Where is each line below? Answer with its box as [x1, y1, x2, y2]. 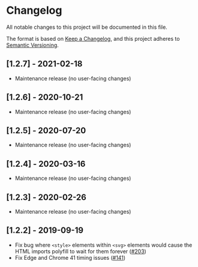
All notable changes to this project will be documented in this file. [6, 23, 168, 31]
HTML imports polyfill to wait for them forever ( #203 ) [14, 247, 147, 255]
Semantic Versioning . [6, 41, 59, 49]
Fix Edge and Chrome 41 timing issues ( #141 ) [14, 254, 126, 261]
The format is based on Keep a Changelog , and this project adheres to [6, 35, 180, 42]
